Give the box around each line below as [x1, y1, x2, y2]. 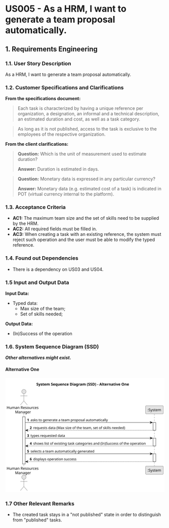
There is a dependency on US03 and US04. [12, 266, 104, 272]
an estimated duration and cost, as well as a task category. [17, 116, 141, 122]
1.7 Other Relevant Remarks [5, 500, 75, 507]
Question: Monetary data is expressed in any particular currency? [17, 176, 156, 182]
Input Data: [5, 291, 29, 297]
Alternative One [5, 366, 39, 372]
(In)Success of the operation [12, 331, 72, 337]
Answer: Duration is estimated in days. [17, 166, 99, 172]
